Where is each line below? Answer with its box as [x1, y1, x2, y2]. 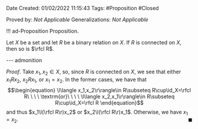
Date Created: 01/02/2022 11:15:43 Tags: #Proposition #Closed [6, 5, 159, 11]
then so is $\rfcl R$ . [6, 46, 54, 52]
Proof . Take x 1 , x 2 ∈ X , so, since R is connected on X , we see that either [6, 68, 181, 76]
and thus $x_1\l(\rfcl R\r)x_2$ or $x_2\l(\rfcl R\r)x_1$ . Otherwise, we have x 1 [6, 108, 188, 117]
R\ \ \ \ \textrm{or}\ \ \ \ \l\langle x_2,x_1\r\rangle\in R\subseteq [24, 93, 175, 100]
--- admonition [6, 57, 43, 63]
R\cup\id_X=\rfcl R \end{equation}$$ [55, 99, 144, 106]
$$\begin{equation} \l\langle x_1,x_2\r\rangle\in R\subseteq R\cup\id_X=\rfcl [7, 86, 191, 93]
